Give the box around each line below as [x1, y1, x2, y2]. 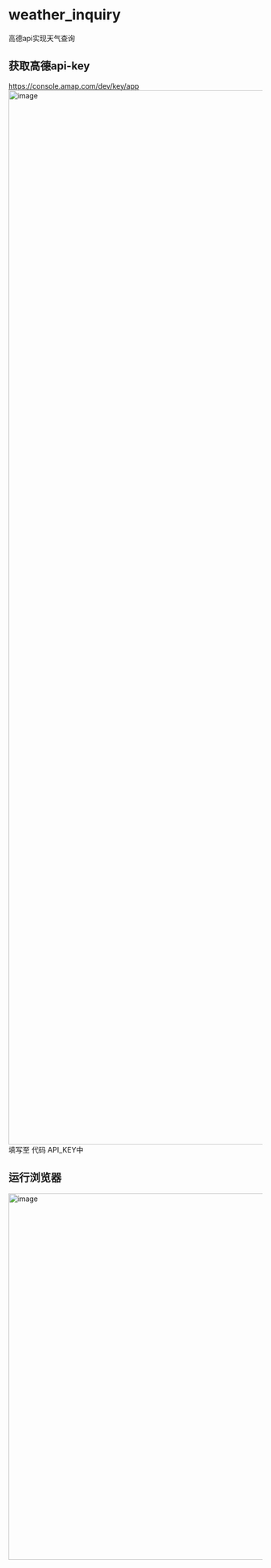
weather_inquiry [8, 6, 121, 24]
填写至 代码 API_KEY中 [8, 1145, 84, 1154]
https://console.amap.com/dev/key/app [8, 81, 140, 90]
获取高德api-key [8, 59, 90, 73]
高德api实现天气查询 [8, 33, 75, 43]
